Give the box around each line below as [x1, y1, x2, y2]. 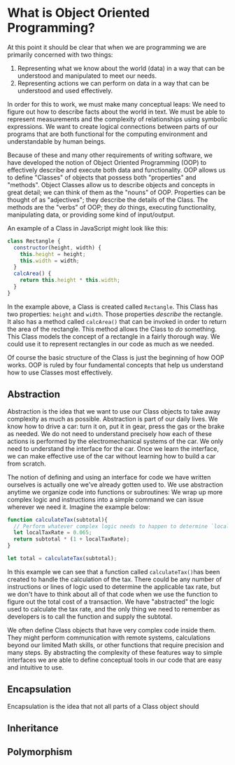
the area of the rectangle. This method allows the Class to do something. [7, 325, 217, 333]
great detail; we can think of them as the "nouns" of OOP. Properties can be [7, 188, 226, 196]
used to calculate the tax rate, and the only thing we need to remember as [7, 604, 220, 613]
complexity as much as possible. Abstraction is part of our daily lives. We [7, 414, 218, 423]
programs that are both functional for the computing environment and [7, 130, 208, 138]
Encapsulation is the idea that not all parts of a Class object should [7, 702, 199, 710]
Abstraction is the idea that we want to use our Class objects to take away [7, 407, 220, 415]
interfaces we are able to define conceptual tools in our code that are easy [7, 656, 222, 664]
